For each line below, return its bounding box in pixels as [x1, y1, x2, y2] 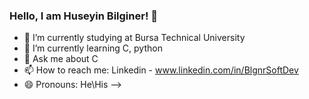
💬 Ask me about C [23, 53, 99, 65]
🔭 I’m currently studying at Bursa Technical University [23, 32, 246, 44]
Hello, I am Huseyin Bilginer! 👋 [9, 9, 159, 23]
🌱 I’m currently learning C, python [23, 42, 163, 54]
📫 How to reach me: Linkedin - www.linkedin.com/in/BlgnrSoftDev [23, 64, 299, 76]
